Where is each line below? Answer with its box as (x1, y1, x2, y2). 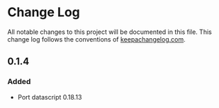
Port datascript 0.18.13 (17, 92, 82, 101)
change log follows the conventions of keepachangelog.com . (7, 35, 186, 43)
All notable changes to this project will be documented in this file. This (7, 28, 213, 36)
